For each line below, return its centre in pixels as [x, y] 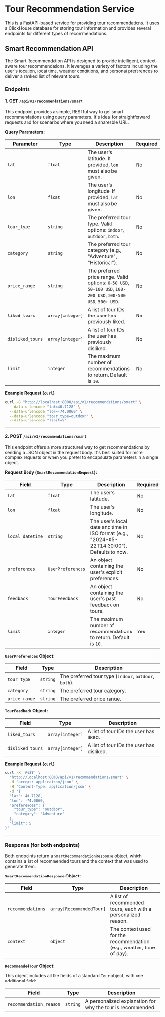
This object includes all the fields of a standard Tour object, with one [74, 976]
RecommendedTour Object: [30, 966]
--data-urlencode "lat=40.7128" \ [45, 407]
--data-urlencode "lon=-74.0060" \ [46, 411]
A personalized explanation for [121, 1001]
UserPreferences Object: [30, 656]
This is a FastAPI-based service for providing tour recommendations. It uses [82, 23]
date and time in [109, 527]
